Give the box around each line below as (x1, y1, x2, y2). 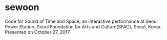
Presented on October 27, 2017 (5, 29, 70, 35)
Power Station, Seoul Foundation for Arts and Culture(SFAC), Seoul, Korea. (5, 23, 162, 29)
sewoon (5, 2, 39, 13)
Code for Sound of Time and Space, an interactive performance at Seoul (5, 18, 158, 24)
